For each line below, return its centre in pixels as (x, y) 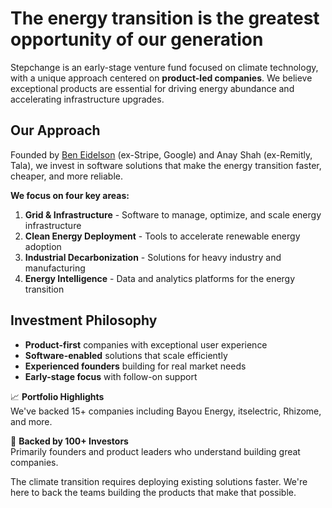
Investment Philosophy (84, 320)
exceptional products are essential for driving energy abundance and (152, 88)
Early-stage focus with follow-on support (111, 376)
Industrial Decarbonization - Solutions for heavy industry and (153, 257)
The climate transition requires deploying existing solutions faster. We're (159, 481)
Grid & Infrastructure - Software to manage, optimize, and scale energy (173, 214)
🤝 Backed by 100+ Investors (69, 441)
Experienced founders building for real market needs (135, 366)
